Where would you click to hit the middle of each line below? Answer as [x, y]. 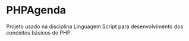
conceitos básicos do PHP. [39, 32]
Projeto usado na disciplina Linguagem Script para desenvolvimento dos [95, 26]
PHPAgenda [36, 10]
